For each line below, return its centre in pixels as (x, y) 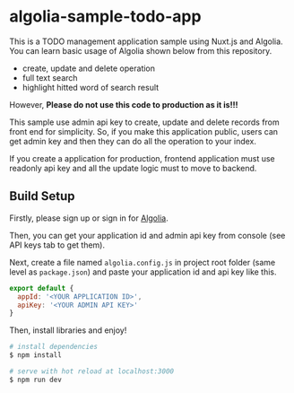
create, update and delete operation (88, 68)
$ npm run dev (36, 380)
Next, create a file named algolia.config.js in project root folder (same (143, 262)
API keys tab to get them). (57, 245)
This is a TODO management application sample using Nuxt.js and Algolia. (147, 41)
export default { (42, 288)
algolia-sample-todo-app (105, 17)
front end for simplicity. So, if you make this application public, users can (144, 131)
